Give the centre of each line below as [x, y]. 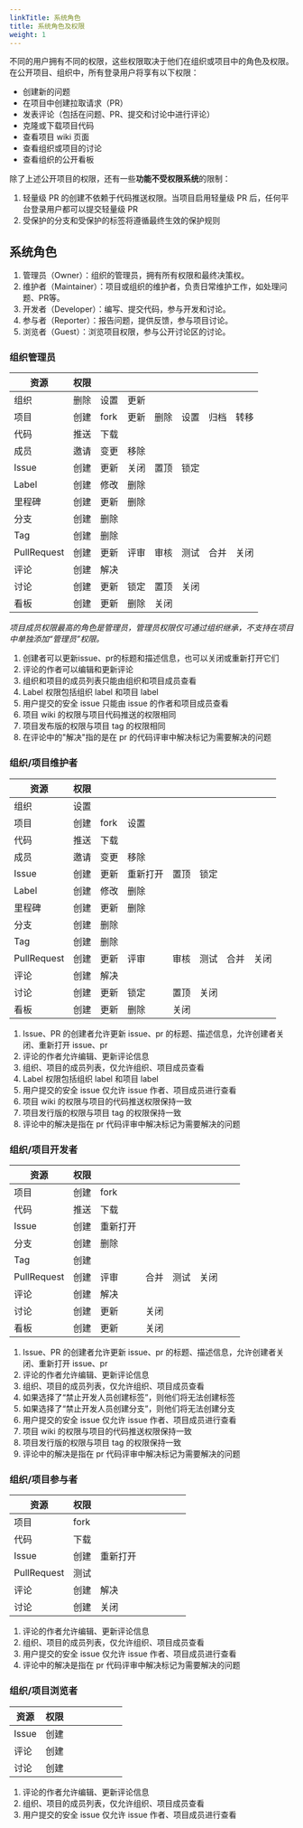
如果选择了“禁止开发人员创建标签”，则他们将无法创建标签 [129, 1398]
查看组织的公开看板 [58, 160]
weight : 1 [28, 34]
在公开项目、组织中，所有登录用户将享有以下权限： [104, 72]
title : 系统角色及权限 [47, 26]
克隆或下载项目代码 [58, 126]
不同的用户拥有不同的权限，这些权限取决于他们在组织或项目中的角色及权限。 [151, 61]
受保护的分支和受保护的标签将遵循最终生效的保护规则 [121, 220]
